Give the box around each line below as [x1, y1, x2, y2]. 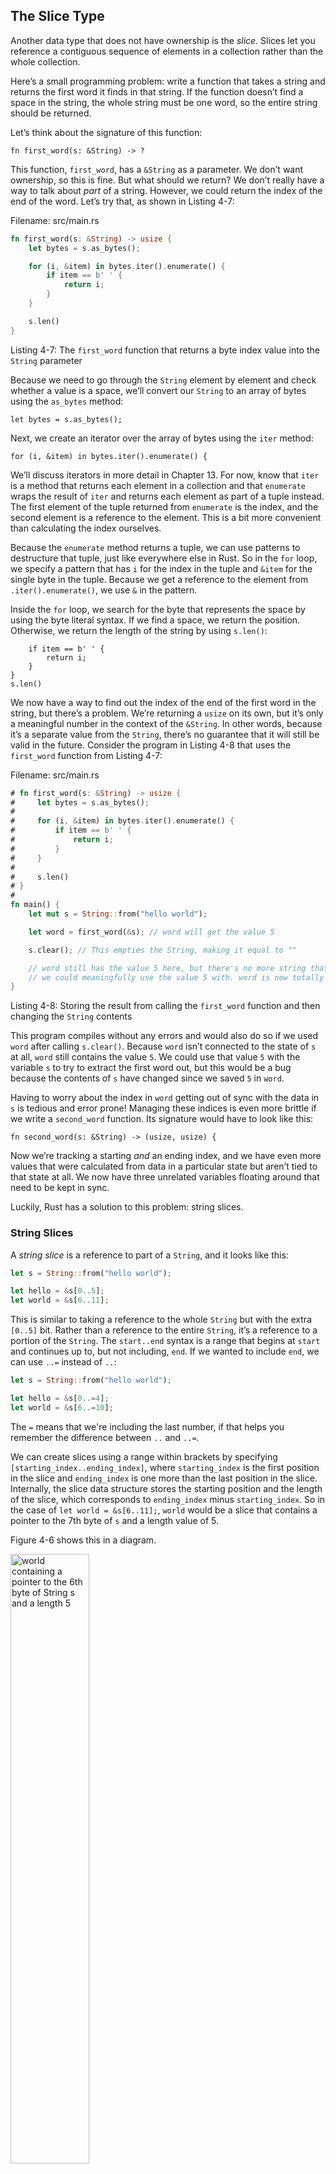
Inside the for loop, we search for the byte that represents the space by [10, 603, 306, 615]
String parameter [10, 354, 83, 366]
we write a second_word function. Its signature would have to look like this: [10, 1113, 314, 1125]
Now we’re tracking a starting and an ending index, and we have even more [10, 1150, 322, 1162]
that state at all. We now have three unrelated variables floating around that [10, 1171, 320, 1183]
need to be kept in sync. [10, 1182, 110, 1194]
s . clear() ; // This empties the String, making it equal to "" [28, 945, 298, 955]
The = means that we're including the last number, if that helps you [10, 1420, 285, 1433]
